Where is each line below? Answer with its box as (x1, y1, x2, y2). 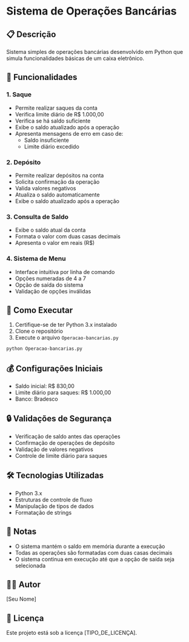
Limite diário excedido (24, 142, 80, 150)
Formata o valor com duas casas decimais (15, 233, 121, 240)
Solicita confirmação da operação (15, 178, 100, 186)
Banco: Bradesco (15, 395, 59, 403)
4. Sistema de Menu (6, 255, 66, 263)
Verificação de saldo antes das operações (15, 432, 121, 440)
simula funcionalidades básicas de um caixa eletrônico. (6, 55, 144, 62)
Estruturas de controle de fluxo (15, 496, 93, 503)
